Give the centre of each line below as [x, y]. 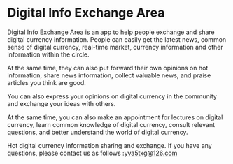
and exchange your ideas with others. [62, 103]
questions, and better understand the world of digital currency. [98, 132]
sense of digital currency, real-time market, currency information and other [115, 47]
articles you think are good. [47, 82]
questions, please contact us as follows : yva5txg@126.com [92, 153]
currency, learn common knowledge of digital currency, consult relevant [111, 124]
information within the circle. [48, 54]
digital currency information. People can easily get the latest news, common [117, 39]
